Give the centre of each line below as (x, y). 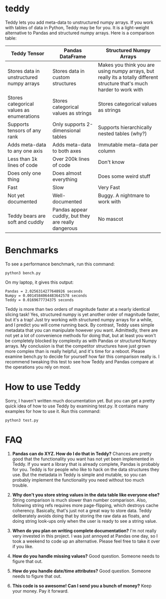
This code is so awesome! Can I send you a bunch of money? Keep (82, 586)
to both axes (67, 150)
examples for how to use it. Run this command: (53, 411)
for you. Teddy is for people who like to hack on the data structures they (86, 469)
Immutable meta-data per (128, 145)
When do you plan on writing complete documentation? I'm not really (84, 531)
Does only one (24, 173)
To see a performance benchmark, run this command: (60, 264)
